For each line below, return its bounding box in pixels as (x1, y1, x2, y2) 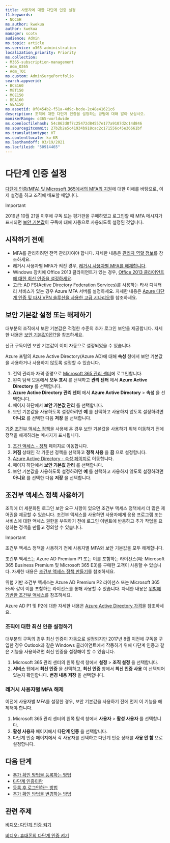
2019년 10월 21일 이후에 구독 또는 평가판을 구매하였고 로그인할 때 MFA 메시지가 (5, 213, 163, 219)
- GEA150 (5, 102, 24, 107)
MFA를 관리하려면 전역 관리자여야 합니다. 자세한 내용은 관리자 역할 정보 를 (12, 250, 158, 256)
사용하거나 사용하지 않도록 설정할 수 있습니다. (10, 359, 101, 366)
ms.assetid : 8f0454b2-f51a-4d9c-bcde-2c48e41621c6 (5, 107, 115, 112)
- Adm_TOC (5, 69, 26, 74)
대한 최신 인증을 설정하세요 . (18, 275, 73, 281)
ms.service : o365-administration (5, 45, 76, 50)
